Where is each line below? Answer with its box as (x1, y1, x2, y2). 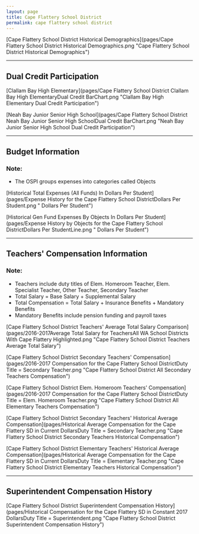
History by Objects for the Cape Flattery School (47, 220, 163, 227)
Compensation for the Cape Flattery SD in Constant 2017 (49, 508, 188, 516)
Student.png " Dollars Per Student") (6, 202, 94, 209)
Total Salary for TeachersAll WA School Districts (71, 329, 188, 336)
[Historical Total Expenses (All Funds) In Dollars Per (6, 189, 132, 196)
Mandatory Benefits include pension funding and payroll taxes (14, 311, 167, 319)
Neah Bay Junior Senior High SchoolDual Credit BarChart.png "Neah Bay (6, 117, 184, 125)
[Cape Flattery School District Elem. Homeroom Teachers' (6, 384, 147, 391)
